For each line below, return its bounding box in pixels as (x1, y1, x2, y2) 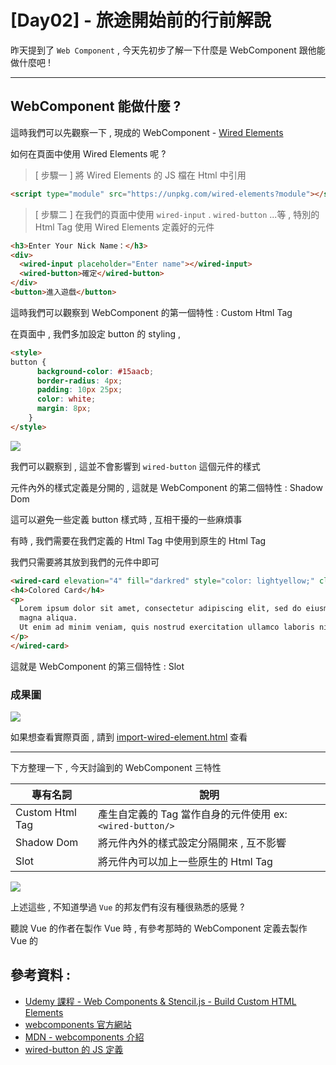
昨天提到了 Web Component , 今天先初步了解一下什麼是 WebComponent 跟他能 (10, 44, 326, 56)
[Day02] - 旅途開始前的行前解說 (10, 9, 272, 32)
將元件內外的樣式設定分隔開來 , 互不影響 (98, 836, 287, 850)
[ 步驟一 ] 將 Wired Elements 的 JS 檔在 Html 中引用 (34, 169, 247, 181)
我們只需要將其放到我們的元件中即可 (10, 556, 160, 568)
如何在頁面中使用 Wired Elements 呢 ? (10, 147, 167, 160)
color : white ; (36, 394, 97, 405)
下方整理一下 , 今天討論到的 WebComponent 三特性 (10, 762, 222, 774)
